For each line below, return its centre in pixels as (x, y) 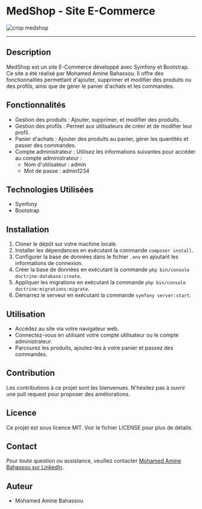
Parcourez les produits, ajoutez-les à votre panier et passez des (94, 348)
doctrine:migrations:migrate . (52, 289)
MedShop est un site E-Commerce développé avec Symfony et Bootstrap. (98, 67)
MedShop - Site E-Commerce (81, 11)
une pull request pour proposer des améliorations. (68, 394)
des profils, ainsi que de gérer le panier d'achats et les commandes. (90, 86)
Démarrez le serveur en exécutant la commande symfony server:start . (103, 295)
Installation (28, 229)
